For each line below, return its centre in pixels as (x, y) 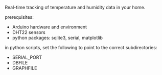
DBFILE (20, 63)
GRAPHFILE (25, 68)
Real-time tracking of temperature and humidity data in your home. (75, 7)
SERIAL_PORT (27, 57)
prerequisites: (19, 17)
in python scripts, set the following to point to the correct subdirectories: (81, 47)
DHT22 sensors (29, 32)
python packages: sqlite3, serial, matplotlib (57, 38)
